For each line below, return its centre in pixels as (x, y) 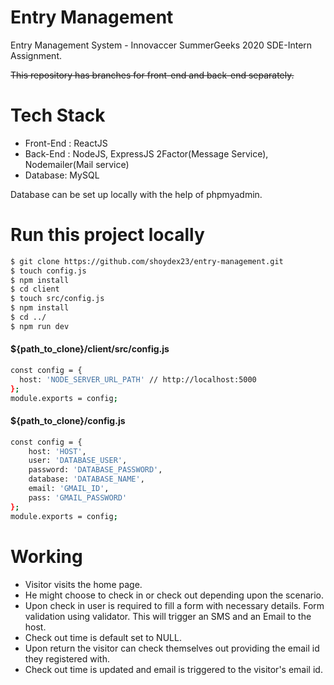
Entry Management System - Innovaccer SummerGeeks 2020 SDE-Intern (161, 45)
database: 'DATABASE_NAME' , (86, 479)
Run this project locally (107, 235)
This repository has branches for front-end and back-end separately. (152, 75)
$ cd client (35, 289)
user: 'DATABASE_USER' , (78, 461)
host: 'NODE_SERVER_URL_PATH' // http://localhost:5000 (138, 379)
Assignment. (36, 55)
